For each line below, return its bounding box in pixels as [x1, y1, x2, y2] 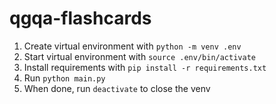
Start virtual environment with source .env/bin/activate [23, 50, 256, 62]
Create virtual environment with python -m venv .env [23, 40, 242, 52]
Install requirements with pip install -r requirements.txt [23, 61, 267, 73]
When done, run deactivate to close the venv [23, 82, 211, 94]
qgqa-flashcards [9, 7, 152, 30]
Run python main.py [23, 72, 106, 84]
